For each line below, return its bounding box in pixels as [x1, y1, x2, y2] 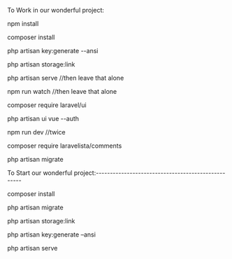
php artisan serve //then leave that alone [7, 73, 124, 82]
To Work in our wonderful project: [7, 6, 105, 14]
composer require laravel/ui [7, 101, 87, 109]
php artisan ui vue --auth [7, 115, 79, 122]
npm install [7, 20, 39, 27]
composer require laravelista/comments [7, 141, 122, 150]
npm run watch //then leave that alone [7, 87, 117, 95]
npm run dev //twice [7, 128, 66, 136]
